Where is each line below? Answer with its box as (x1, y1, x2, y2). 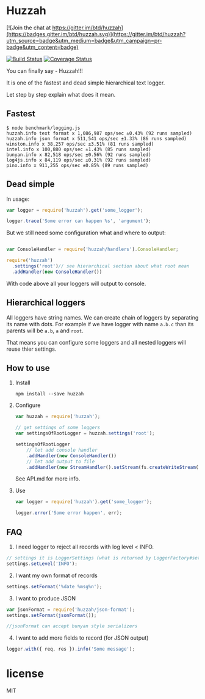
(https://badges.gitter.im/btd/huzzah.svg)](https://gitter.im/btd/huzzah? (6, 30, 186, 37)
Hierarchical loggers (6, 297, 85, 308)
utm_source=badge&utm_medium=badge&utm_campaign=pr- (6, 37, 162, 44)
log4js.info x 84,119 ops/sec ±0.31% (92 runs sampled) (6, 157, 151, 163)
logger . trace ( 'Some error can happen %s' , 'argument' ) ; (6, 218, 151, 224)
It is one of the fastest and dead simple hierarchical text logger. (6, 79, 165, 86)
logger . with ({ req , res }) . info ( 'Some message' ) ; (6, 646, 135, 652)
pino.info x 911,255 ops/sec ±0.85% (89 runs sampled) (6, 162, 149, 168)
